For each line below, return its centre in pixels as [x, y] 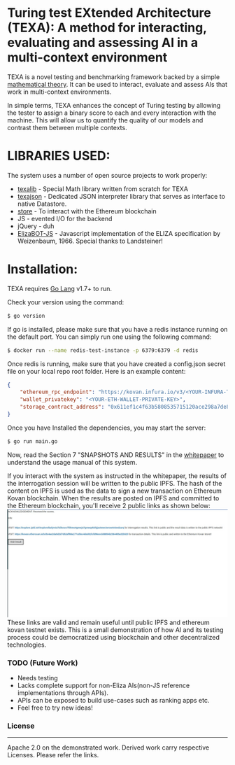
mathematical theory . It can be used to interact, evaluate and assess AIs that [117, 84]
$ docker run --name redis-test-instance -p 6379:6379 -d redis [103, 350]
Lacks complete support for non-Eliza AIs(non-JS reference [104, 686]
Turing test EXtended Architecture [109, 13]
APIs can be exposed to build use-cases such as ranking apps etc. [113, 701]
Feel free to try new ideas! [55, 708]
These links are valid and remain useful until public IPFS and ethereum [108, 622]
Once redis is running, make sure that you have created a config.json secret [116, 364]
